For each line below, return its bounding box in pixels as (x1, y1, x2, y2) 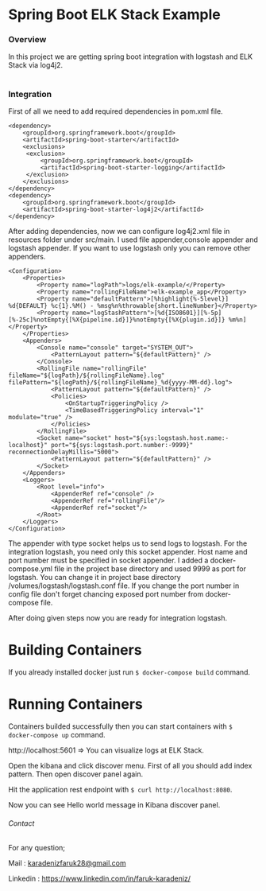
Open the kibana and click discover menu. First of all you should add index (8, 761, 253, 770)
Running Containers (8, 695, 143, 714)
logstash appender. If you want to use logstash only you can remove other (8, 243, 252, 253)
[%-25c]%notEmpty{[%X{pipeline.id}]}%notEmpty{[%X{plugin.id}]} (8, 316, 226, 324)
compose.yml (8, 564, 53, 574)
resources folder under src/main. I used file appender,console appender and (8, 235, 258, 244)
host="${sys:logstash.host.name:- (114, 434, 229, 442)
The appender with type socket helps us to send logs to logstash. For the (8, 539, 248, 548)
